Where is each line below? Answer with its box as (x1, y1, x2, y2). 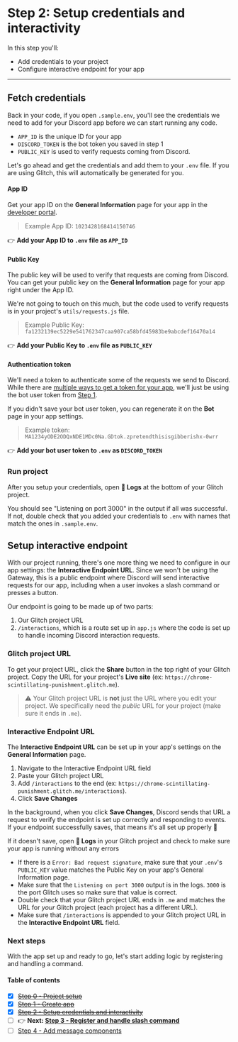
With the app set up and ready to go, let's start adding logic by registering (7, 952, 223, 960)
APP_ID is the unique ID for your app (17, 132, 122, 140)
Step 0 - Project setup (17, 992, 83, 1000)
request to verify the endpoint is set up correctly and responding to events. (7, 816, 227, 824)
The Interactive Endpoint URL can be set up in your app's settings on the (7, 743, 222, 751)
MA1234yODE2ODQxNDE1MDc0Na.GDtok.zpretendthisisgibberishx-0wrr (24, 433, 219, 440)
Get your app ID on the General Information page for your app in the (7, 200, 208, 209)
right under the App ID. (7, 286, 74, 294)
